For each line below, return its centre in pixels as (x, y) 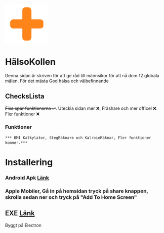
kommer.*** (16, 143)
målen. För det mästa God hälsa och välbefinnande (57, 81)
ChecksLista (25, 96)
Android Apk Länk (27, 178)
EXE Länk (20, 213)
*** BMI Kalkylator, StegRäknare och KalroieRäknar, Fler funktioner (78, 138)
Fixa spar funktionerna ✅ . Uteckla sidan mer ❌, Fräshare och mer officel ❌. (82, 108)
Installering (29, 163)
